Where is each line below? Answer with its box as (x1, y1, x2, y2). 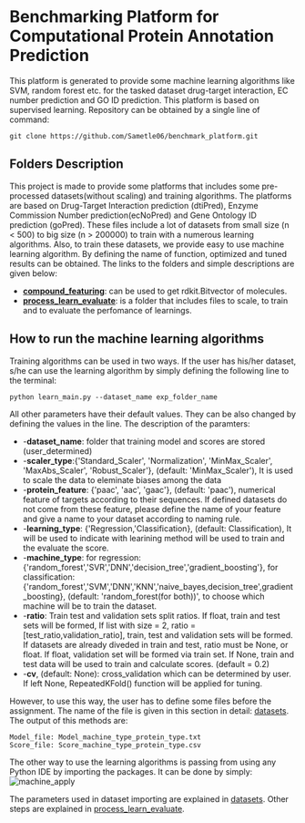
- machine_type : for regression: (22, 551, 141, 562)
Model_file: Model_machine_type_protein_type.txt (9, 732, 202, 742)
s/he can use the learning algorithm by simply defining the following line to (9, 365, 290, 375)
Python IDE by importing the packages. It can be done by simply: (9, 766, 253, 777)
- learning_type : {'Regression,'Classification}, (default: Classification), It (22, 522, 292, 534)
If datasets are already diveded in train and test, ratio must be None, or (22, 639, 289, 650)
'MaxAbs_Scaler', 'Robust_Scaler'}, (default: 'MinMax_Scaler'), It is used (22, 465, 294, 476)
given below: (9, 267, 57, 279)
